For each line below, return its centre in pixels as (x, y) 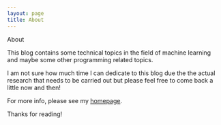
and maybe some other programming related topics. (80, 59)
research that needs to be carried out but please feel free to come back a (110, 80)
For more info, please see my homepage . (65, 100)
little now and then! (34, 87)
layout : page (26, 13)
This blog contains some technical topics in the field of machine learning (109, 53)
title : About (26, 20)
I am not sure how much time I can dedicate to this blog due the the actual (111, 73)
